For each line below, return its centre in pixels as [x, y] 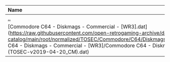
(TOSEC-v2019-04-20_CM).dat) [49, 52]
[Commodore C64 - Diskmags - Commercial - [64, 26]
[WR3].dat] [134, 26]
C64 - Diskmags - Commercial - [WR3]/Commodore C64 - [80, 46]
